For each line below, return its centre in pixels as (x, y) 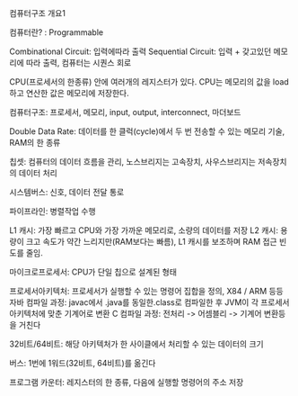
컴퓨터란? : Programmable (57, 32)
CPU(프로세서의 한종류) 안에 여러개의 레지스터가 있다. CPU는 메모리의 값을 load (149, 82)
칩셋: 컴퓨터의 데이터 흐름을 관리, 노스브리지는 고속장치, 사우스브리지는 (132, 162)
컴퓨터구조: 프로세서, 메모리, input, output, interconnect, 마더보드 (125, 112)
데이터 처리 (38, 173)
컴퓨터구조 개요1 (37, 13)
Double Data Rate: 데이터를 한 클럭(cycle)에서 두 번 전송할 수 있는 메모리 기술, (147, 131)
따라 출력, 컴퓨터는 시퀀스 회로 (79, 63)
